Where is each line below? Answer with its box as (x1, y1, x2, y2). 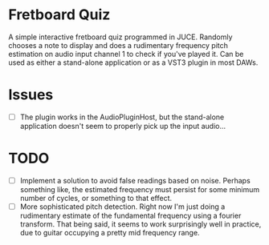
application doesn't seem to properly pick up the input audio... (19, 121, 226, 131)
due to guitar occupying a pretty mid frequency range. (19, 228, 200, 237)
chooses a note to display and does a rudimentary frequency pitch (8, 40, 229, 50)
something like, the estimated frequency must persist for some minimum (19, 184, 260, 194)
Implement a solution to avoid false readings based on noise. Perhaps (19, 175, 251, 185)
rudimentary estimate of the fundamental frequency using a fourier (19, 211, 242, 220)
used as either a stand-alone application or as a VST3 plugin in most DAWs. (8, 58, 259, 67)
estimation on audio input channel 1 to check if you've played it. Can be (8, 49, 244, 58)
